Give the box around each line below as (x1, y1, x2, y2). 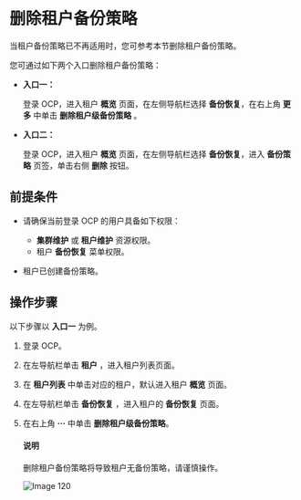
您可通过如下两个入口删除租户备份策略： (9, 59, 161, 70)
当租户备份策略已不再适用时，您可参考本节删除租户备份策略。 (9, 40, 242, 51)
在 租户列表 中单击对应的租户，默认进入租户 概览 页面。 (22, 379, 233, 390)
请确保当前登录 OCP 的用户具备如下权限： (22, 215, 181, 226)
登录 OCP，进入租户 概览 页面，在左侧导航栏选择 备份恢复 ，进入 (22, 148, 265, 160)
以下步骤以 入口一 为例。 (9, 320, 102, 331)
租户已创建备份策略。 (22, 266, 103, 276)
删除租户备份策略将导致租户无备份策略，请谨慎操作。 (22, 462, 223, 473)
